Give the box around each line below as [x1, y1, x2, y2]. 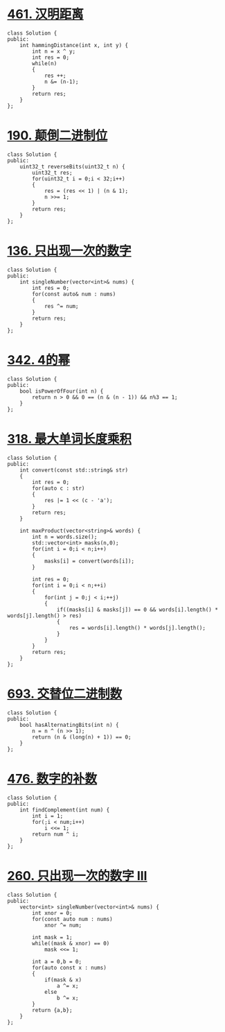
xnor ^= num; [44, 922, 82, 929]
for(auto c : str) [32, 485, 85, 492]
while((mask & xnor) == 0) [32, 940, 110, 947]
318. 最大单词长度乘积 [7, 431, 132, 447]
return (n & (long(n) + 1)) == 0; [32, 733, 132, 741]
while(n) [32, 60, 57, 67]
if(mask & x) [44, 976, 82, 983]
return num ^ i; [32, 830, 79, 838]
